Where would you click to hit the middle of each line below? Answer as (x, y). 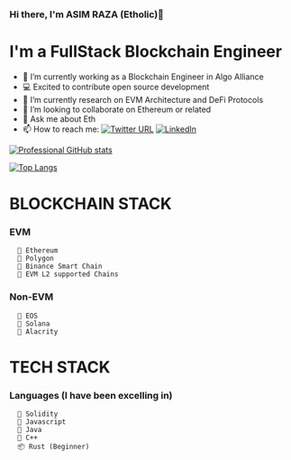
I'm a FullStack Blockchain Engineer (145, 52)
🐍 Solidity (38, 414)
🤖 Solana (34, 324)
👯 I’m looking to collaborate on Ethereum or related (117, 109)
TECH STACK (60, 367)
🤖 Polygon (36, 259)
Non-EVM (32, 297)
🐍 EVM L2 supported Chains (68, 274)
